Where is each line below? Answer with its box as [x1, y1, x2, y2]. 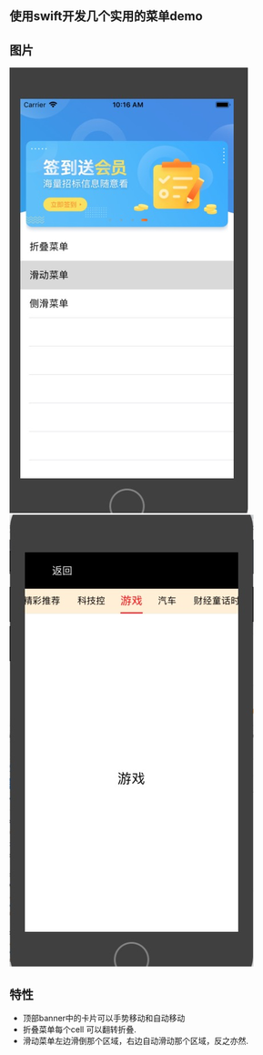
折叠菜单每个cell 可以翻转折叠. [22, 1024, 137, 1035]
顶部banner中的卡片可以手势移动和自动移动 [22, 1013, 186, 1024]
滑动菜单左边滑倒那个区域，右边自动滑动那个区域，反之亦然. [22, 1036, 248, 1047]
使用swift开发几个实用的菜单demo [9, 8, 203, 25]
